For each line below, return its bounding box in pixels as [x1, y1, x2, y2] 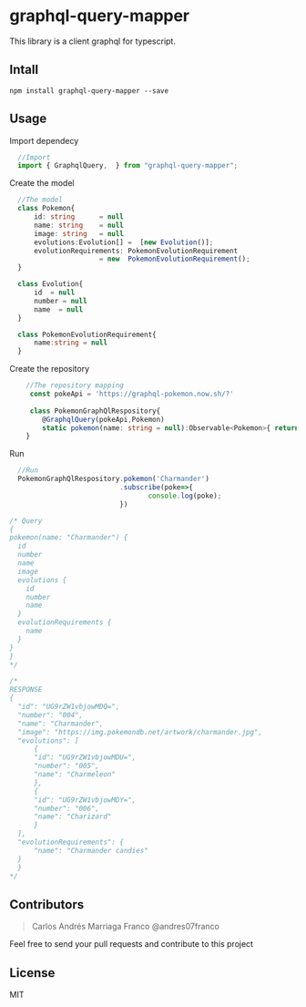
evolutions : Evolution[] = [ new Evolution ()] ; [33, 238, 214, 247]
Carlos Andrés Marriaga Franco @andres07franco [31, 921, 220, 932]
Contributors [9, 897, 85, 912]
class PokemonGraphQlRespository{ [29, 406, 161, 416]
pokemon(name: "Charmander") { [9, 533, 128, 542]
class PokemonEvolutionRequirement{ [17, 330, 157, 339]
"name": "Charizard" [33, 812, 112, 821]
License [9, 965, 56, 981]
